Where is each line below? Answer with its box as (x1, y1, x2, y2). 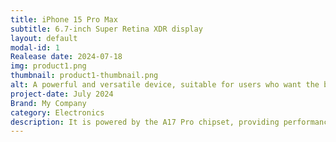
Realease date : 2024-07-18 (10, 52, 123, 62)
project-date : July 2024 (10, 89, 114, 99)
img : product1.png (10, 61, 87, 71)
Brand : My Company (10, 98, 87, 108)
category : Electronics (10, 107, 105, 118)
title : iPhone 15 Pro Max (10, 14, 118, 25)
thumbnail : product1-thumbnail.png (10, 71, 159, 81)
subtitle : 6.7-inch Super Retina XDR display (10, 24, 203, 34)
